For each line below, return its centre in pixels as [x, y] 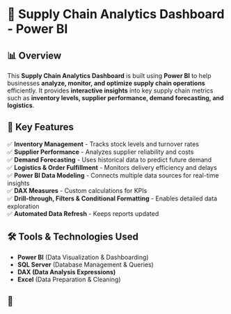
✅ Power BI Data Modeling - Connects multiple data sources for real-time [113, 175]
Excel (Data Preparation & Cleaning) [69, 279]
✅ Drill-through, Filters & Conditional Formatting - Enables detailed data [112, 198]
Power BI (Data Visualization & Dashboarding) [83, 257]
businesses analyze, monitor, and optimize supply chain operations [106, 83]
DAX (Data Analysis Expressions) [66, 272]
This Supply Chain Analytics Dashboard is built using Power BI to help [109, 76]
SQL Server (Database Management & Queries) [86, 265]
